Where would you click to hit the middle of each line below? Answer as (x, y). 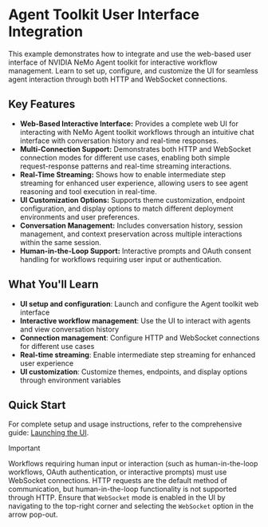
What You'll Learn (53, 285)
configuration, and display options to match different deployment (126, 208)
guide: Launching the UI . (49, 433)
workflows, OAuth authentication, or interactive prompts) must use (118, 472)
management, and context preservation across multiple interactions (131, 234)
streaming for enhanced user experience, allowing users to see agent (134, 183)
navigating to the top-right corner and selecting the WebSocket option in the (131, 506)
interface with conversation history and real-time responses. (119, 141)
